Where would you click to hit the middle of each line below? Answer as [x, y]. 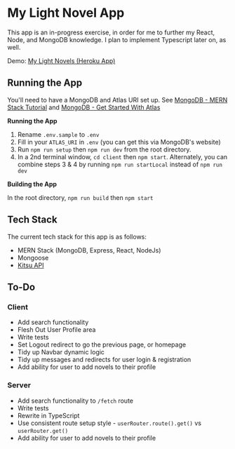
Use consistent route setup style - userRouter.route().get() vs [109, 423]
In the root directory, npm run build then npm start [80, 197]
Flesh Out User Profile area [56, 330]
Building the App [32, 184]
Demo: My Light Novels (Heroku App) [61, 60]
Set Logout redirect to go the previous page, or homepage [102, 344]
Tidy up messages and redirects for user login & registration [104, 360]
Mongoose [33, 257]
